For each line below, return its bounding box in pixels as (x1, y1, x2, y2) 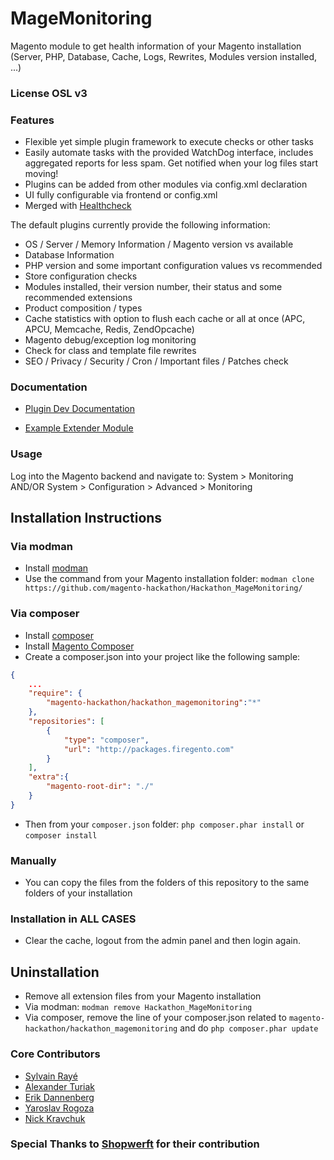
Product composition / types (24, 302, 143, 314)
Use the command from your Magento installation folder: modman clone (24, 573, 315, 585)
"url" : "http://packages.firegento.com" (63, 744, 235, 754)
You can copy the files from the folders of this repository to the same (24, 877, 310, 889)
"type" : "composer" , (63, 735, 150, 745)
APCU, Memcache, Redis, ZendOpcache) (24, 323, 195, 336)
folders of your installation (24, 887, 133, 899)
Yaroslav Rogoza (24, 1102, 95, 1114)
